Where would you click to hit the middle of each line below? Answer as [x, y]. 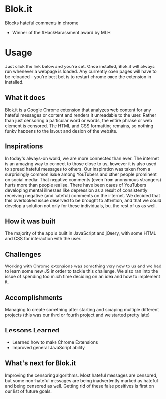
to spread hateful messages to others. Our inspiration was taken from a [78, 169]
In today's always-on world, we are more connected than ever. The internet [82, 158]
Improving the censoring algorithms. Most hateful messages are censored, [81, 375]
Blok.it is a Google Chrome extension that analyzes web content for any [78, 110]
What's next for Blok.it [41, 363]
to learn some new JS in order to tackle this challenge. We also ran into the [82, 271]
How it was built [30, 221]
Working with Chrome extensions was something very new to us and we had [83, 266]
